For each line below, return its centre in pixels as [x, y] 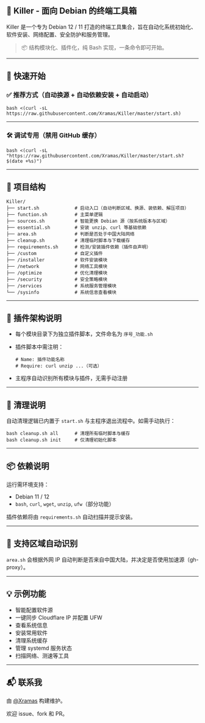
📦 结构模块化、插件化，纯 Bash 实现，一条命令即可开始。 [94, 47]
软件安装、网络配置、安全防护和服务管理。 [60, 34]
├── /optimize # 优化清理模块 [57, 273]
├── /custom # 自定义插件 [55, 253]
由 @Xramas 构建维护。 [36, 701]
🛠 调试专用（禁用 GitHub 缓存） [53, 135]
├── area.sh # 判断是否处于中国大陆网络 [70, 234]
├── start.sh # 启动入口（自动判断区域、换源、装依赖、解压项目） [98, 208]
